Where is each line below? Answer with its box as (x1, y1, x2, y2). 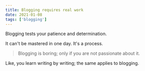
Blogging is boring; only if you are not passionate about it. (17, 50, 140, 56)
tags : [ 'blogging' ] (5, 17, 47, 22)
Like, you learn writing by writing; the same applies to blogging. (5, 60, 139, 66)
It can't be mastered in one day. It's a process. (5, 41, 103, 47)
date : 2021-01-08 (5, 12, 43, 17)
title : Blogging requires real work (5, 7, 84, 13)
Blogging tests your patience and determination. (5, 31, 107, 37)
